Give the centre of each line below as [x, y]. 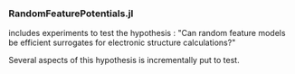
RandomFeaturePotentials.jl [71, 14]
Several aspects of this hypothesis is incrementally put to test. [124, 60]
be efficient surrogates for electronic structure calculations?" [122, 42]
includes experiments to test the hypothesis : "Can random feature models [147, 33]
